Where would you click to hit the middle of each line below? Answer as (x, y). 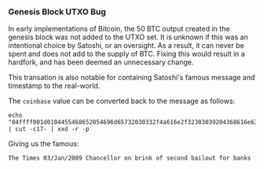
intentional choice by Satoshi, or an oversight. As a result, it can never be (126, 46)
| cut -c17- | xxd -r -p (49, 129)
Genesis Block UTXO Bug (57, 12)
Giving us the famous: (44, 144)
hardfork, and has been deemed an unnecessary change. (101, 62)
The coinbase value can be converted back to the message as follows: (122, 101)
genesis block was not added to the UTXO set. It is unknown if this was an (128, 37)
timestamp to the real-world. (54, 86)
